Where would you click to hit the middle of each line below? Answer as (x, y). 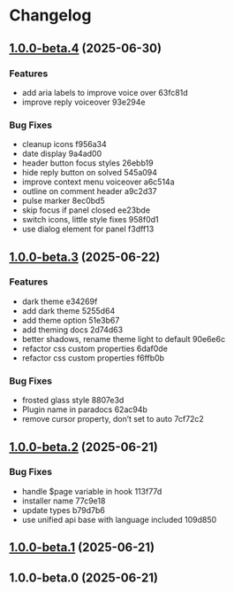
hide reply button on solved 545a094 (89, 173)
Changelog (50, 16)
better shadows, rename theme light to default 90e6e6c (124, 339)
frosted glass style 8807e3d (73, 401)
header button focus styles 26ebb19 (87, 163)
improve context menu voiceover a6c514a (98, 182)
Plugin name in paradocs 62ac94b (85, 409)
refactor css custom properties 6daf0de (94, 348)
